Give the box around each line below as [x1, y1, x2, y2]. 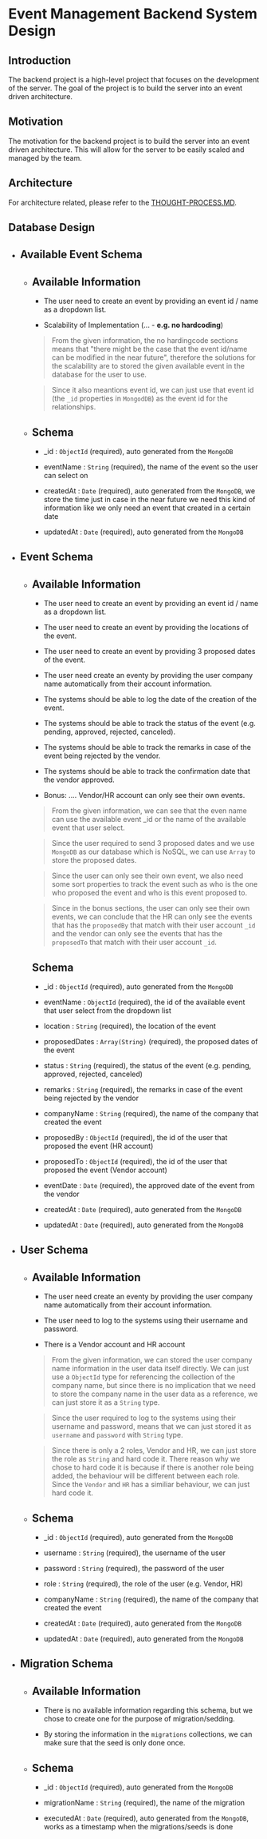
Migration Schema [19, 1657, 114, 1671]
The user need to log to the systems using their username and [43, 1316, 249, 1326]
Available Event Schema [19, 248, 143, 261]
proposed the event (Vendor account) [43, 1165, 167, 1175]
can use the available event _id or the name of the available [51, 815, 247, 824]
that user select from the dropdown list [43, 1006, 171, 1015]
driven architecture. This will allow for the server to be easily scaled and [8, 145, 245, 154]
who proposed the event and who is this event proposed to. [51, 888, 248, 898]
